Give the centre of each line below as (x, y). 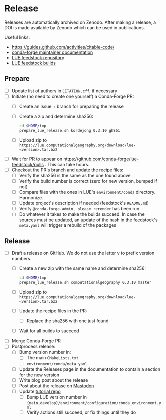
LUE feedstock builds (34, 63)
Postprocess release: (34, 346)
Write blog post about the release (54, 380)
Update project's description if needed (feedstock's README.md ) (84, 203)
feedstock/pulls (28, 164)
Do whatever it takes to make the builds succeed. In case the (82, 214)
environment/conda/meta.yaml (57, 364)
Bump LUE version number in (57, 397)
